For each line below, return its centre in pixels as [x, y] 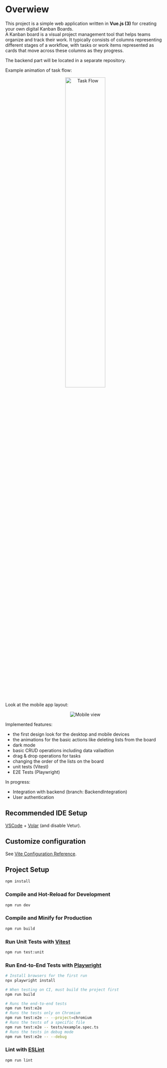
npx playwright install [30, 980]
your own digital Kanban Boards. [39, 28]
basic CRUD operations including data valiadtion [63, 750]
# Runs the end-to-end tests [36, 1003]
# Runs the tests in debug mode [39, 1032]
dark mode [24, 745]
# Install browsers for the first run [46, 976]
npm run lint [19, 1060]
